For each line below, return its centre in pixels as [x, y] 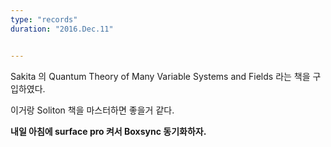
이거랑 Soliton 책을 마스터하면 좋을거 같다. [92, 110]
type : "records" [44, 19]
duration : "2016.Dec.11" [62, 29]
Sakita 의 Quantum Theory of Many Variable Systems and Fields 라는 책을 [160, 76]
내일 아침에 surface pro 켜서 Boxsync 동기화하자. [108, 131]
